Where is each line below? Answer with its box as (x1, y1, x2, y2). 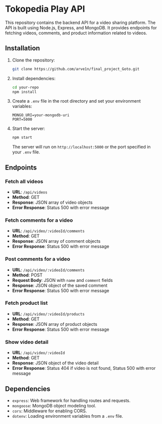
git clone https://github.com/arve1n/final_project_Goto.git (12, 66, 140, 71)
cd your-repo (12, 85, 39, 90)
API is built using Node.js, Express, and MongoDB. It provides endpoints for (5, 24, 157, 30)
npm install (12, 89, 37, 94)
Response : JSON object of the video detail (12, 360, 99, 366)
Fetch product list (5, 299, 48, 306)
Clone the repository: (12, 57, 55, 63)
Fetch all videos (5, 178, 44, 185)
